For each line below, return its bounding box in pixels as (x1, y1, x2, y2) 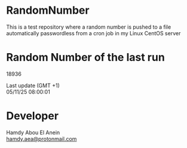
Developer (6, 109, 59, 123)
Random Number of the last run (6, 51, 165, 64)
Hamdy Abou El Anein (6, 129, 60, 136)
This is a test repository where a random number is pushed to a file (6, 23, 171, 30)
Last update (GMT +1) (6, 82, 60, 89)
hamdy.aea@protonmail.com (6, 135, 77, 142)
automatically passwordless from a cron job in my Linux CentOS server (6, 29, 181, 36)
